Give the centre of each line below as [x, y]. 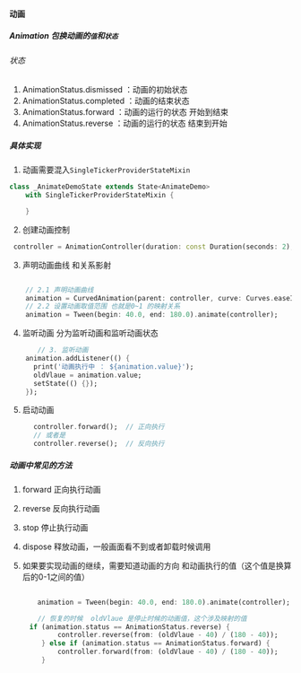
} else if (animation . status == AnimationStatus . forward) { [156, 643]
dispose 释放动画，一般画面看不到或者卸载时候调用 [116, 546]
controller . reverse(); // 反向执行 [99, 444]
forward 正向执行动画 [61, 489]
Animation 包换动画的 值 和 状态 [64, 36]
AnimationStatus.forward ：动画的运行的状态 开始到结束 [125, 112]
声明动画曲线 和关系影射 [67, 265]
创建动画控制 [46, 230]
